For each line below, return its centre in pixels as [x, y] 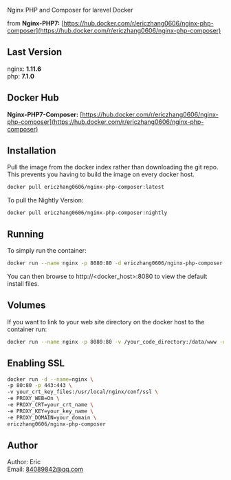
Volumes [26, 305]
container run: [27, 329]
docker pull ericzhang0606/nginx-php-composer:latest [86, 187]
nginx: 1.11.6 [24, 69]
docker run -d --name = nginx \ [51, 379]
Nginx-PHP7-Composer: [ [45, 114]
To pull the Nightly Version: [45, 200]
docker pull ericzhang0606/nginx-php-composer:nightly [87, 213]
